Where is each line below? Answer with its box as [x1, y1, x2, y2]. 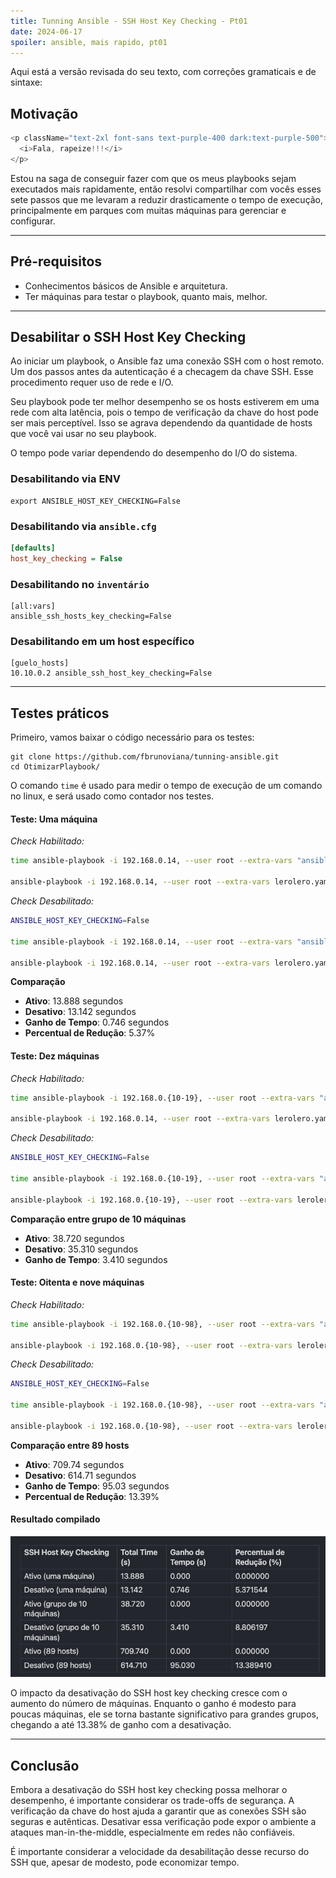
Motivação [10, 105, 79, 122]
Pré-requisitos [10, 253, 103, 270]
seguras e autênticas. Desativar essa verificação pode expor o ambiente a [10, 1816, 317, 1828]
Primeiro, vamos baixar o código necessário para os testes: [10, 731, 255, 744]
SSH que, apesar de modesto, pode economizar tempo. [10, 1856, 240, 1869]
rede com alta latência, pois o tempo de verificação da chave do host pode [10, 406, 319, 419]
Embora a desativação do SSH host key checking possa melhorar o [10, 1784, 288, 1796]
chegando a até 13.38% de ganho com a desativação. [10, 1719, 232, 1731]
